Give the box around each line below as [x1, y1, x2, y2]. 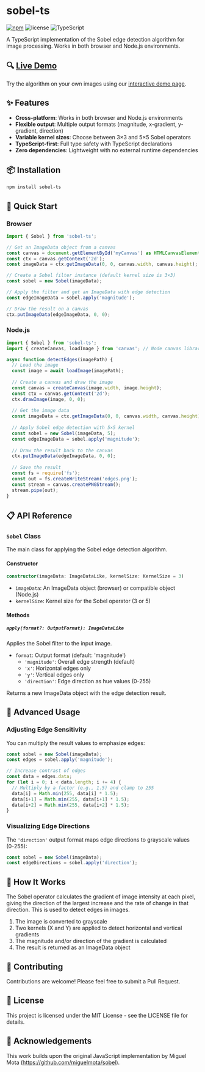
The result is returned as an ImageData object [15, 944, 131, 951]
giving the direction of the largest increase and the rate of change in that [6, 900, 189, 907]
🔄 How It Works [6, 876, 66, 887]
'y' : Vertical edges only [24, 670, 84, 678]
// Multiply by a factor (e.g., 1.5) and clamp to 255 [12, 785, 154, 791]
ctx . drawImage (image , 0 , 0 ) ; [12, 396, 86, 402]
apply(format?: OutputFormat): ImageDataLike [6, 625, 124, 631]
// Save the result [12, 464, 62, 471]
